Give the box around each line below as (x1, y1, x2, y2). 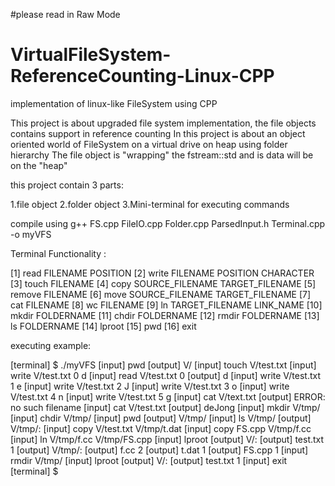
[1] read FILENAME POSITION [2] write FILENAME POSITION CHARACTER (10, 267, 315, 279)
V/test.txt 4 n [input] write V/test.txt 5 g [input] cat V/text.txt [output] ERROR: (10, 390, 326, 403)
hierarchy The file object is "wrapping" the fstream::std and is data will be (10, 149, 314, 161)
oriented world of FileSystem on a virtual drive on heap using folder (10, 138, 288, 150)
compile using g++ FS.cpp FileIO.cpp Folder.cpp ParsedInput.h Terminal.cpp (10, 217, 326, 229)
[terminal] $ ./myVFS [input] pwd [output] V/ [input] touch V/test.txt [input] (10, 359, 317, 371)
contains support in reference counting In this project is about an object (10, 127, 306, 139)
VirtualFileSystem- (10, 44, 172, 66)
